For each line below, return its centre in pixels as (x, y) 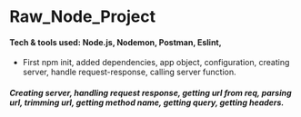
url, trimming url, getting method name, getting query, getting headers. (147, 102)
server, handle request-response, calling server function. (129, 72)
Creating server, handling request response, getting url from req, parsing (150, 93)
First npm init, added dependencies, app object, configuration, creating (156, 63)
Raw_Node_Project (83, 17)
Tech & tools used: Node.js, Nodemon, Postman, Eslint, (115, 42)
